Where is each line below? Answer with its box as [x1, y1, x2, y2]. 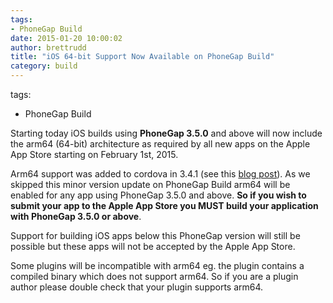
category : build [10, 61, 78, 71]
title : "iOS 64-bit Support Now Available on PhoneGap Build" [10, 52, 275, 62]
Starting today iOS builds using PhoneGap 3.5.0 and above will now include [10, 127, 323, 139]
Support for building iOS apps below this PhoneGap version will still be [10, 230, 301, 241]
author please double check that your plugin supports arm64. [10, 281, 264, 293]
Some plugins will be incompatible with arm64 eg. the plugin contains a [10, 260, 305, 271]
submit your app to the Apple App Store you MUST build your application [10, 200, 319, 211]
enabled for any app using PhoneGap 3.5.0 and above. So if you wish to [10, 189, 307, 201]
